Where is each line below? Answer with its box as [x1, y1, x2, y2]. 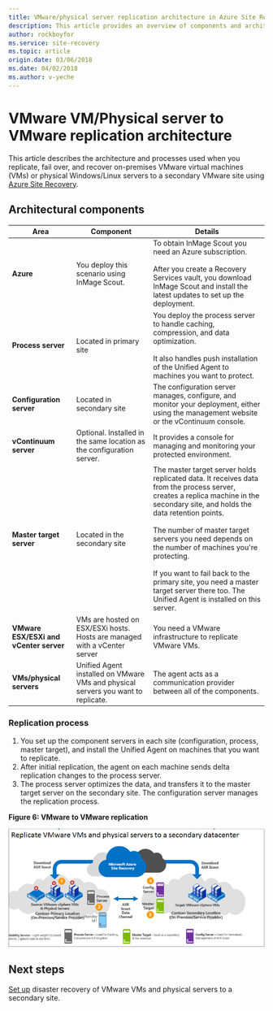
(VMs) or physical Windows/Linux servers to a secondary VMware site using [8, 171, 265, 180]
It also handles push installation [153, 354, 258, 363]
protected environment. [153, 449, 232, 459]
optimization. [153, 336, 197, 345]
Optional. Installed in [76, 427, 145, 437]
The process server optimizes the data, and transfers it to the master [19, 779, 251, 788]
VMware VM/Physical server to [8, 109, 224, 128]
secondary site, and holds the [153, 500, 252, 510]
